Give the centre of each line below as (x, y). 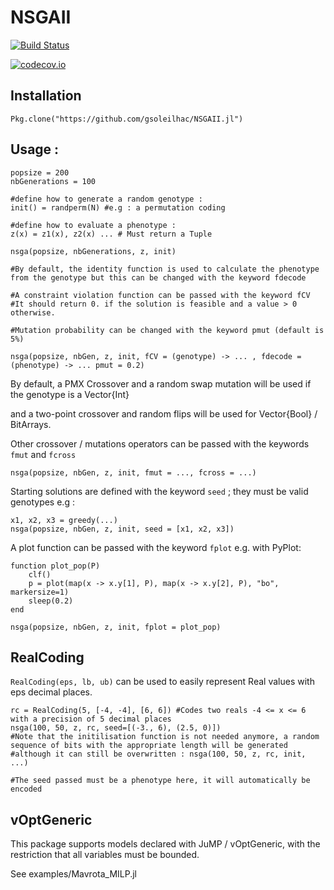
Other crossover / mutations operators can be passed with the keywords (160, 443)
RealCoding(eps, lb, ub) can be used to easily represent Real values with (162, 682)
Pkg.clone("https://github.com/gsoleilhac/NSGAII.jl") (127, 119)
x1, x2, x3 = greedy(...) (64, 520)
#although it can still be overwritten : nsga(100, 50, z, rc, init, (158, 754)
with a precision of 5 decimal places (91, 719)
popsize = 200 (40, 172)
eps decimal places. (51, 692)
